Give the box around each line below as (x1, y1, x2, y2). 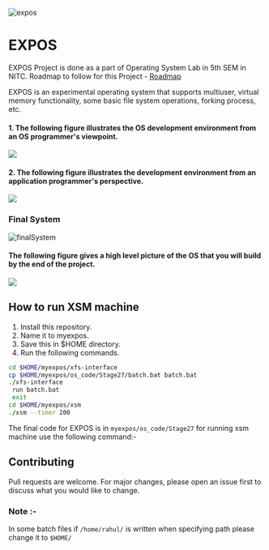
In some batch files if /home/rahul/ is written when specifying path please (8, 523, 255, 534)
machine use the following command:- (8, 432, 137, 441)
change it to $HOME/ (8, 532, 72, 542)
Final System (8, 214, 61, 225)
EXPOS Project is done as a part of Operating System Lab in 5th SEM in (8, 62, 247, 72)
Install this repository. (19, 322, 92, 331)
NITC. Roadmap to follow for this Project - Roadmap (8, 71, 182, 81)
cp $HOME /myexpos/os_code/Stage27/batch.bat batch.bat (8, 371, 198, 379)
